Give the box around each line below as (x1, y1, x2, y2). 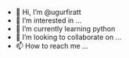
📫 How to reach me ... (15, 42, 88, 50)
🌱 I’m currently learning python (15, 24, 116, 33)
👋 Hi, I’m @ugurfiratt (15, 8, 82, 16)
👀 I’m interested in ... (15, 16, 82, 25)
